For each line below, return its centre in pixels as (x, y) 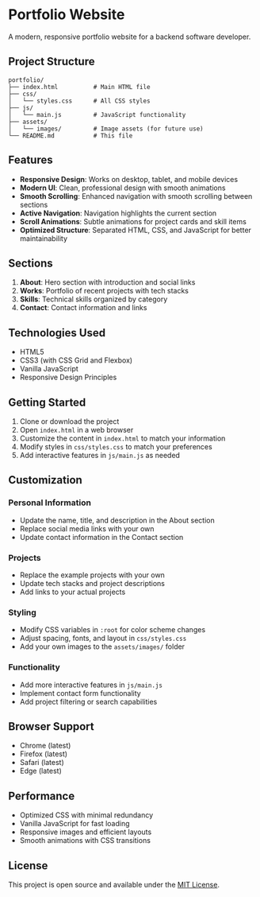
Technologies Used (57, 333)
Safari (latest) (42, 763)
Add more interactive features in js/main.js (91, 685)
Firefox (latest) (44, 754)
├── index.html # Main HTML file (79, 87)
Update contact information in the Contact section (101, 537)
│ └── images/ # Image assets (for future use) (106, 129)
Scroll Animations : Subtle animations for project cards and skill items (133, 221)
